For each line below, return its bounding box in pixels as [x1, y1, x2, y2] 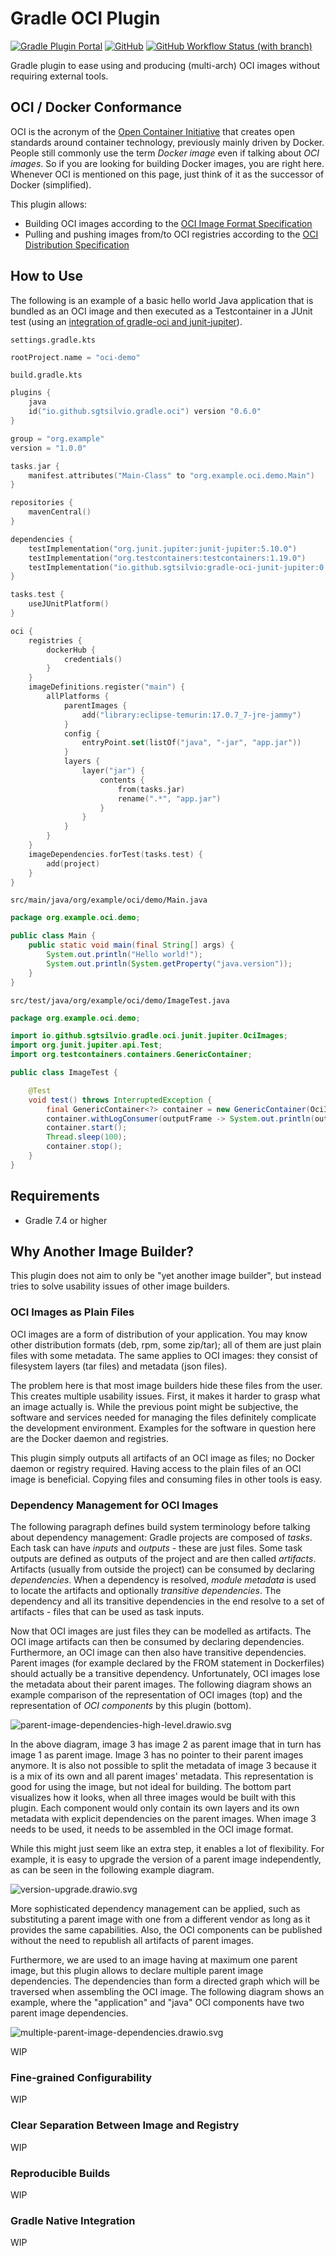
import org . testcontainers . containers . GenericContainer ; [10, 1050, 253, 1060]
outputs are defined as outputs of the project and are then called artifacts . [10, 1553, 317, 1565]
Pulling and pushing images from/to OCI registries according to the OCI [24, 228, 319, 240]
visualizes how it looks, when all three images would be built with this [10, 1792, 297, 1804]
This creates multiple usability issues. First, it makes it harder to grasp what [10, 1390, 321, 1402]
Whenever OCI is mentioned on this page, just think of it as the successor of [10, 168, 325, 180]
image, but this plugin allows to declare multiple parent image [10, 1965, 264, 1977]
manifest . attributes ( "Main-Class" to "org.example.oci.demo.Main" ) [28, 470, 315, 481]
